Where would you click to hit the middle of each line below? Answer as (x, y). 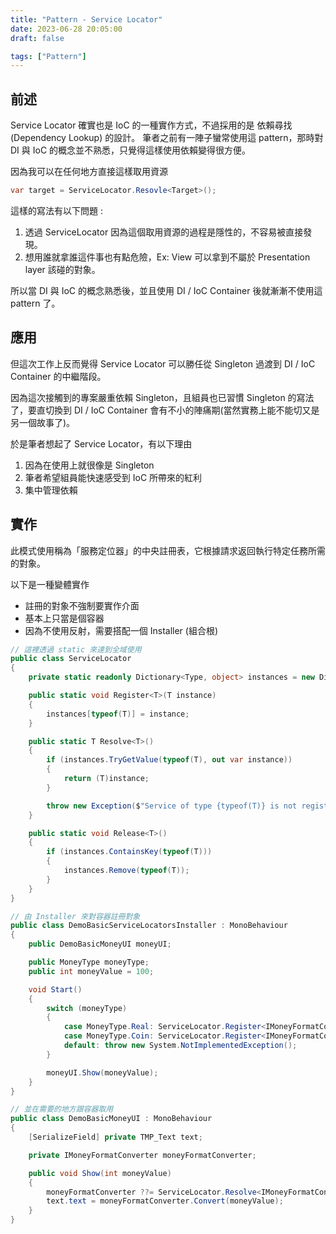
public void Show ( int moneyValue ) (100, 1173)
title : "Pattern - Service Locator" (86, 19)
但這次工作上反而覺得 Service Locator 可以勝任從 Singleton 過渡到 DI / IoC (163, 363)
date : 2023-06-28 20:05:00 (66, 29)
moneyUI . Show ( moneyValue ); (102, 1072)
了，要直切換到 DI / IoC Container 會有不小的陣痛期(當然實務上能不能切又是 (165, 410)
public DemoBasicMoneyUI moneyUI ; (100, 944)
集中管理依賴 (51, 490)
